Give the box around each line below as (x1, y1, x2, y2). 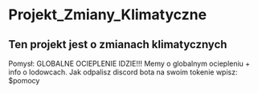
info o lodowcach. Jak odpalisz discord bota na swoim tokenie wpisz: (8, 67, 238, 77)
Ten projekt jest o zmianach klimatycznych (8, 38, 227, 51)
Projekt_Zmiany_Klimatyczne (8, 6, 207, 24)
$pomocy (8, 76, 40, 85)
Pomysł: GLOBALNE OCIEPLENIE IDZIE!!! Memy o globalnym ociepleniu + (8, 59, 251, 68)
